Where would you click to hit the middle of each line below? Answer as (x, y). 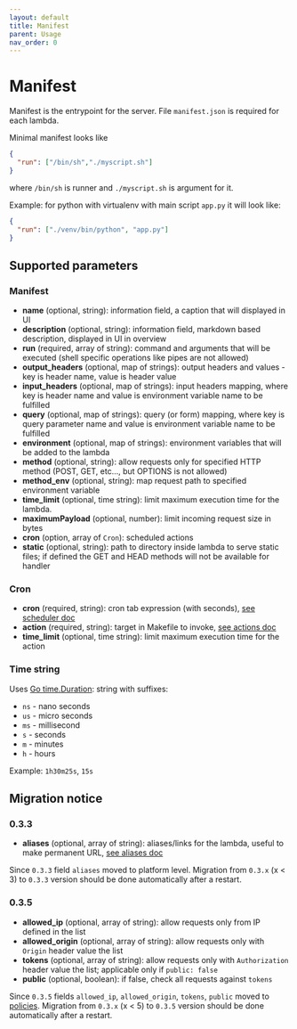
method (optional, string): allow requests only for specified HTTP (141, 462)
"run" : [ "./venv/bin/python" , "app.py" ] (93, 229)
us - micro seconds (57, 715)
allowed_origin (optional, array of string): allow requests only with (143, 941)
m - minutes (43, 744)
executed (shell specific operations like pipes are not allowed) (135, 358)
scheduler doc (48, 618)
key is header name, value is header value (99, 377)
